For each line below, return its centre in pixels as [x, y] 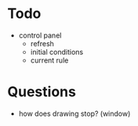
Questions [42, 92]
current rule [49, 60]
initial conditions [57, 52]
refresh [42, 43]
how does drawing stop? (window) [74, 113]
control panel [40, 35]
